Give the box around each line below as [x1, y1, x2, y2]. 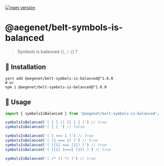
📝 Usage [5, 98, 31, 106]
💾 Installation [5, 63, 46, 71]
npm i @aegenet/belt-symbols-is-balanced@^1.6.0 [5, 84, 107, 90]
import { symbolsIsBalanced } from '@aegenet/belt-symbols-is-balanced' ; [5, 111, 160, 116]
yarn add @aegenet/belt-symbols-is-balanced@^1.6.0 [5, 76, 113, 81]
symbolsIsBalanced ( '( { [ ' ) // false [5, 125, 85, 130]
